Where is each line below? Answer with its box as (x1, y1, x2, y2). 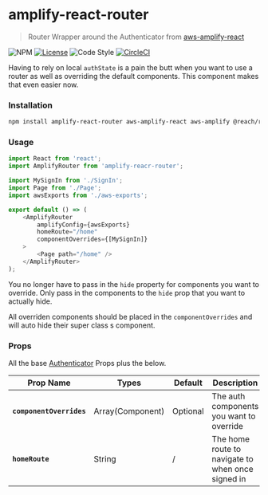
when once (211, 463, 254, 474)
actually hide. (8, 297, 53, 306)
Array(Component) (93, 405, 165, 416)
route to (211, 443, 242, 454)
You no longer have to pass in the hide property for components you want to (8, 279, 259, 289)
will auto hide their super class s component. (8, 320, 156, 330)
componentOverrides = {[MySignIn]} (37, 235, 148, 244)
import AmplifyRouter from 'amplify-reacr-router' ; (8, 162, 183, 171)
